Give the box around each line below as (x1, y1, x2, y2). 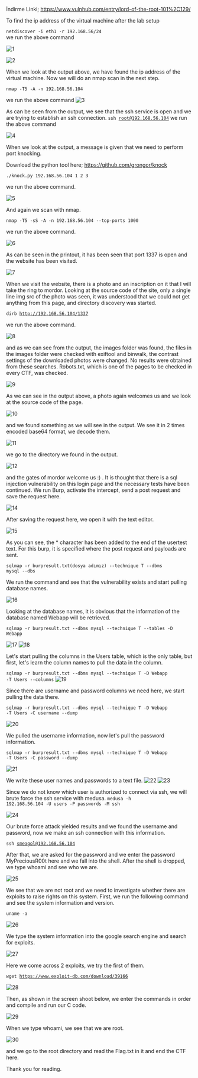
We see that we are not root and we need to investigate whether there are (6, 887, 186, 893)
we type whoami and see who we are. (6, 864, 99, 870)
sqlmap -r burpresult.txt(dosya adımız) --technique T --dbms (6, 563, 163, 569)
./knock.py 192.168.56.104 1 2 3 (6, 173, 89, 179)
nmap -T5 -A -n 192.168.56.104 (6, 86, 83, 92)
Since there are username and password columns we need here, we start (6, 687, 185, 694)
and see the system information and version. (6, 899, 115, 906)
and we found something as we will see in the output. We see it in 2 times (6, 422, 185, 428)
